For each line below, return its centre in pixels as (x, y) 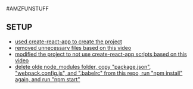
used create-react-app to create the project (68, 42)
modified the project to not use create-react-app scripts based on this (101, 54)
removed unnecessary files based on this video (73, 47)
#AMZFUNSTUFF (28, 9)
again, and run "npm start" (47, 79)
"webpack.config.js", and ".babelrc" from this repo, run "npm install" (99, 73)
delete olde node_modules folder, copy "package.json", (83, 66)
